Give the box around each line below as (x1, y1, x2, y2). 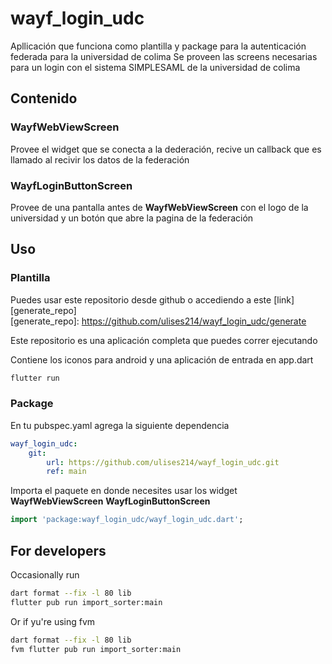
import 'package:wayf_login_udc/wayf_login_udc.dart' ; (10, 515, 244, 525)
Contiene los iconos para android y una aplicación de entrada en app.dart (10, 353, 314, 366)
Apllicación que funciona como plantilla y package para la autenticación (10, 40, 307, 52)
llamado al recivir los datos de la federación (10, 153, 190, 166)
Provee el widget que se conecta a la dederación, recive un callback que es (10, 143, 322, 155)
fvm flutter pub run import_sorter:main (10, 644, 182, 654)
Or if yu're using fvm (10, 615, 96, 627)
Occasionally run (10, 568, 80, 581)
